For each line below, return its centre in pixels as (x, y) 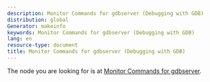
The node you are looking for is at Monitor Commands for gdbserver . (104, 71)
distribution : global (38, 20)
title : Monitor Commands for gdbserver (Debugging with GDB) (96, 52)
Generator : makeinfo (37, 26)
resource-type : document (43, 45)
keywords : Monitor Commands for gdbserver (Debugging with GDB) (101, 32)
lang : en (20, 39)
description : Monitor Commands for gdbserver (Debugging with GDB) (106, 13)
